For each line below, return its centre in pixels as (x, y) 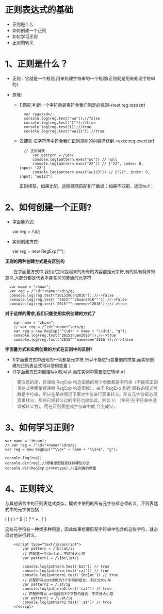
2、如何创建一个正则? (49, 207)
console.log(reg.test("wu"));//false (62, 118)
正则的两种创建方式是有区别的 (35, 261)
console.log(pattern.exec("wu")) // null (75, 159)
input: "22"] (33, 168)
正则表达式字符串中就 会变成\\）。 (86, 406)
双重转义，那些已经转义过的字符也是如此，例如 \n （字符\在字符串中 (85, 400)
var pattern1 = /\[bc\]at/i (51, 558)
